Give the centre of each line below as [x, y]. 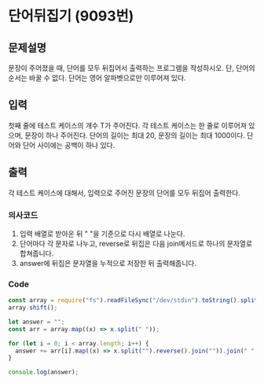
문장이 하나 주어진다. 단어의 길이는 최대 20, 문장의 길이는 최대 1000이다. [135, 135]
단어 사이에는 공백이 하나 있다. [69, 145]
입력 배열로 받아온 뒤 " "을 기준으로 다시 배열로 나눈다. [102, 234]
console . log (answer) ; [44, 372]
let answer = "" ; [37, 322]
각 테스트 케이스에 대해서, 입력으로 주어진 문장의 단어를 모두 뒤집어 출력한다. [125, 193]
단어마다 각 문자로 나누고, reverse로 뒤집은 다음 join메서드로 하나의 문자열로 [136, 243]
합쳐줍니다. [37, 253]
